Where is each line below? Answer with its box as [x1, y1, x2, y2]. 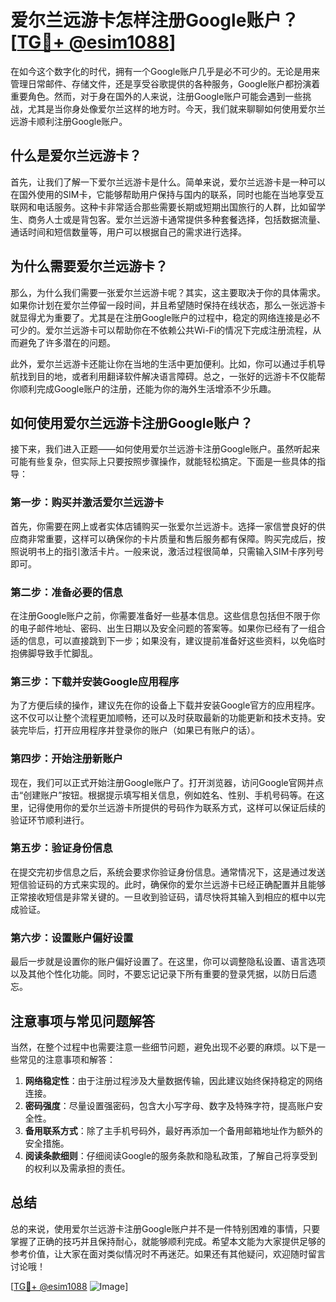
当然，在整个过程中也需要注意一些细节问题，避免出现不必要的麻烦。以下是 [10, 1041, 317, 1053]
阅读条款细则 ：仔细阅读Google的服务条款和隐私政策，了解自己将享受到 [24, 1149, 318, 1161]
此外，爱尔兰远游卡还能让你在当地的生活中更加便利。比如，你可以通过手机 [10, 357, 317, 370]
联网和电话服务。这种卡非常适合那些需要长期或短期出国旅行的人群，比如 [10, 201, 308, 213]
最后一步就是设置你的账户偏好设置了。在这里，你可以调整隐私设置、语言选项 [10, 956, 326, 968]
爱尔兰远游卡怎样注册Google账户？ [10, 9, 300, 32]
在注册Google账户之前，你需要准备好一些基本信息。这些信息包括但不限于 [10, 609, 312, 621]
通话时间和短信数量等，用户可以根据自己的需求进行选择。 [10, 226, 247, 238]
